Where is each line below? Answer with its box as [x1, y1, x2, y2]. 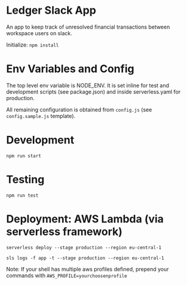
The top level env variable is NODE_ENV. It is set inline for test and [6, 82, 169, 89]
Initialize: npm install [6, 41, 59, 48]
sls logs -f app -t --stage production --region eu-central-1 [6, 255, 164, 261]
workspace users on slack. [6, 29, 73, 36]
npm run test [6, 192, 39, 199]
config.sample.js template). [6, 112, 76, 119]
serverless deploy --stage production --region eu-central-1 [6, 244, 162, 250]
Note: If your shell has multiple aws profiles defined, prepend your [6, 265, 169, 272]
